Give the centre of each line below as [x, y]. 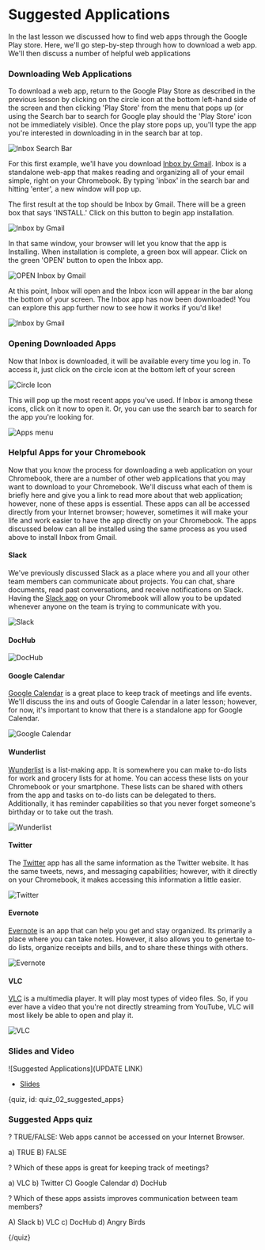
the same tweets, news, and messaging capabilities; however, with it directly [133, 871]
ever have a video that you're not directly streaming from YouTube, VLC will [131, 1007]
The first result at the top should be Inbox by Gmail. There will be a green [127, 204]
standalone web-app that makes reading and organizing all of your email [126, 173]
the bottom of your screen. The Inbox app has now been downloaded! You [129, 299]
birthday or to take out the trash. [61, 811]
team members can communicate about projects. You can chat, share [122, 581]
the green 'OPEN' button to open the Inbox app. [86, 260]
